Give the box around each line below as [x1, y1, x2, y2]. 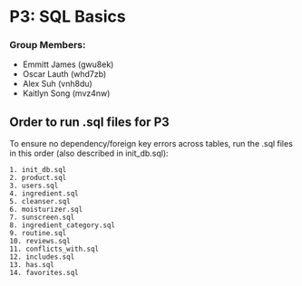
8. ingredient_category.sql [9, 221, 116, 230]
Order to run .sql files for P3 [9, 114, 170, 129]
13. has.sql [9, 261, 54, 270]
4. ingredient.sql [9, 189, 79, 198]
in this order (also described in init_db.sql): [9, 148, 170, 159]
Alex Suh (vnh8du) [22, 79, 93, 90]
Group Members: [9, 39, 86, 52]
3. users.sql [9, 181, 59, 191]
